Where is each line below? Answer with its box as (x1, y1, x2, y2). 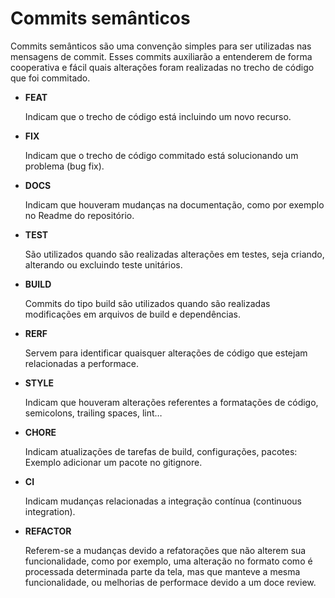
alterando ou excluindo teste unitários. (24, 258, 183, 271)
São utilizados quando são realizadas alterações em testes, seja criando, (24, 248, 325, 260)
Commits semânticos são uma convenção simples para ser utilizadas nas (10, 40, 312, 52)
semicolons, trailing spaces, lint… (24, 407, 163, 419)
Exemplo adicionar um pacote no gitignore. (24, 456, 203, 468)
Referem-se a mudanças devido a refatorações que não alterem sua (24, 544, 307, 556)
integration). (24, 505, 76, 517)
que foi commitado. (10, 72, 91, 84)
